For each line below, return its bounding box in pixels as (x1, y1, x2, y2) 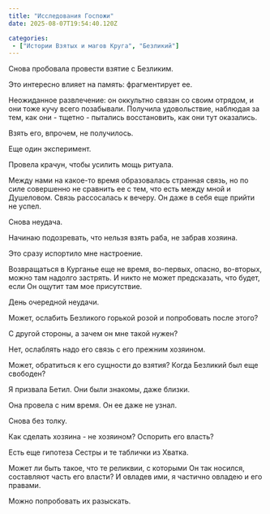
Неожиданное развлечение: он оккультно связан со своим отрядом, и (8, 95, 254, 106)
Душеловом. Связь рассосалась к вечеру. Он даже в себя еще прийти (8, 192, 255, 203)
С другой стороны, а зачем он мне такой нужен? (8, 329, 178, 339)
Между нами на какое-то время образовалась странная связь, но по (8, 175, 249, 185)
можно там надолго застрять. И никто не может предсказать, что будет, (8, 273, 261, 283)
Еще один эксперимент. (8, 144, 92, 154)
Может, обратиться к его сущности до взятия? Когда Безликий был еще (8, 361, 259, 370)
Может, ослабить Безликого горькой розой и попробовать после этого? (8, 313, 259, 323)
